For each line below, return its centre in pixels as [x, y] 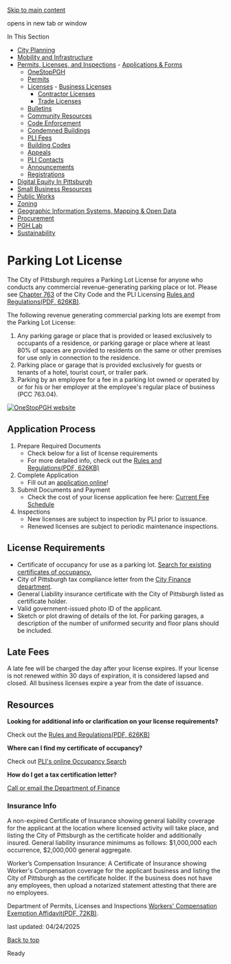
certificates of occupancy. [54, 572]
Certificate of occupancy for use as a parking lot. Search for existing [114, 565]
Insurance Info [32, 806]
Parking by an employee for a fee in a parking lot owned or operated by [118, 379]
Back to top [23, 940]
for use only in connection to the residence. [79, 357]
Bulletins [40, 108]
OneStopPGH [46, 72]
